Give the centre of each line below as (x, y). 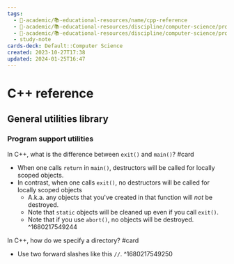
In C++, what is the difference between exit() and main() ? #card (101, 154)
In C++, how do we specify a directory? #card (73, 240)
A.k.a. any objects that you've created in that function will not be (120, 197)
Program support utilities (50, 139)
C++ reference (50, 93)
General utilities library (58, 119)
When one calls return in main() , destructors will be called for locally (116, 167)
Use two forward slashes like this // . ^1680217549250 (95, 254)
